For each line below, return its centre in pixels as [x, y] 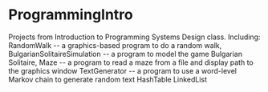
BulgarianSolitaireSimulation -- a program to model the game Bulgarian [126, 54]
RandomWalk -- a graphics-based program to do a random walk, [115, 45]
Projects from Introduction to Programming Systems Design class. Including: [134, 37]
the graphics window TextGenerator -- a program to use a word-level [122, 70]
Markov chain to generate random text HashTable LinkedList [108, 79]
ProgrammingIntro [71, 15]
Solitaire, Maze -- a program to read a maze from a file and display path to [131, 62]
